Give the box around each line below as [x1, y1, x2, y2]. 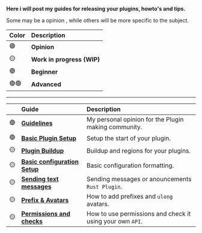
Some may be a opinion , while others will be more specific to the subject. [6, 17, 189, 24]
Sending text [21, 175, 59, 183]
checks [21, 217, 43, 225]
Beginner [31, 68, 58, 76]
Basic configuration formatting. [86, 161, 174, 170]
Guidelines [21, 119, 53, 127]
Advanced [31, 80, 61, 88]
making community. [86, 123, 142, 131]
